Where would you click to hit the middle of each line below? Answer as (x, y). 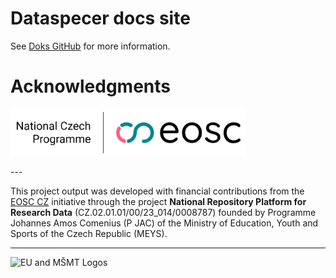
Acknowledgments (91, 86)
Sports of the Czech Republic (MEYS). (89, 233)
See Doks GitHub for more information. (90, 46)
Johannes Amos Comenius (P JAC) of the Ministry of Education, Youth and (164, 223)
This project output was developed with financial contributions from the (157, 191)
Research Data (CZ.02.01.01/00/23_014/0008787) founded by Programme (163, 212)
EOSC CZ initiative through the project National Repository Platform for (158, 201)
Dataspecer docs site (100, 18)
